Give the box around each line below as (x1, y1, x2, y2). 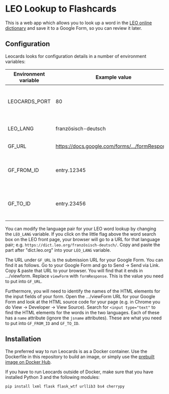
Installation (5, 335, 41, 344)
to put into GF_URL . (5, 278, 43, 284)
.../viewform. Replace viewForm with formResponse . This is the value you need (5, 273, 163, 279)
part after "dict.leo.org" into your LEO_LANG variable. (5, 247, 111, 253)
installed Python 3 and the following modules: (5, 374, 100, 380)
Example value (95, 74, 132, 81)
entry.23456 (55, 200, 86, 207)
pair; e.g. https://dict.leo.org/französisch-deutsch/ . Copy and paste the (5, 242, 160, 248)
